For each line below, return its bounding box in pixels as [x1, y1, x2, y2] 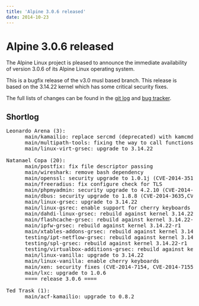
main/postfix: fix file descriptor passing [24, 163, 153, 170]
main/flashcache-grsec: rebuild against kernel [24, 217, 166, 223]
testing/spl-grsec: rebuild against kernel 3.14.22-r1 [24, 240, 188, 247]
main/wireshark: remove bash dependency [24, 169, 144, 176]
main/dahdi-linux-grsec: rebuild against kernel [24, 211, 169, 217]
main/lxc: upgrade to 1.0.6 [24, 270, 107, 276]
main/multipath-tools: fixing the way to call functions [24, 140, 194, 146]
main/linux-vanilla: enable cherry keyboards [24, 258, 160, 265]
